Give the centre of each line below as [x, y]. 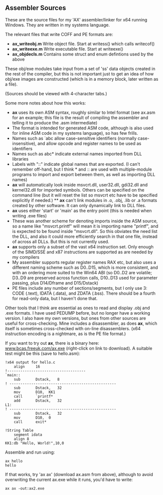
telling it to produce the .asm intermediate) [55, 123]
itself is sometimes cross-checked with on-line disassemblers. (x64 [73, 328]
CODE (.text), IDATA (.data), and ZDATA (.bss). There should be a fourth [84, 293]
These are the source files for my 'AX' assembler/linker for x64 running [76, 19]
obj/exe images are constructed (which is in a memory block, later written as [82, 79]
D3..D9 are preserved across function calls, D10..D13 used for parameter [85, 278]
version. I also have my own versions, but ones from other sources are [75, 318]
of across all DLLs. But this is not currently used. [61, 241]
